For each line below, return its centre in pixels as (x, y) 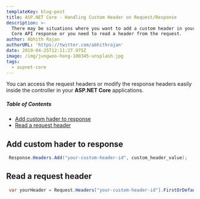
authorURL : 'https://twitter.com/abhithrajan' (65, 45)
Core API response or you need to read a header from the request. (97, 34)
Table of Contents (29, 104)
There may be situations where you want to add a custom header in (97, 28)
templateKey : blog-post (36, 12)
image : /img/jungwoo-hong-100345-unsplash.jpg (65, 56)
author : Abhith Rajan (33, 39)
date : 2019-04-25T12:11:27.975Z (46, 51)
